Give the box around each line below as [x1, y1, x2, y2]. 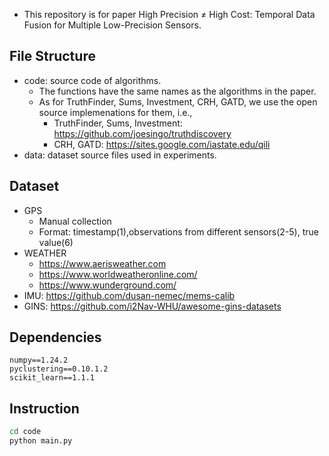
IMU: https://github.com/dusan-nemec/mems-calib [23, 289, 236, 301]
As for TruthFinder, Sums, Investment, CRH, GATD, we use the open [38, 95, 318, 108]
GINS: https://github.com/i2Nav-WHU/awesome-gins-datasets [23, 300, 282, 312]
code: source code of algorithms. [23, 74, 162, 86]
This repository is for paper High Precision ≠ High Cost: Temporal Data [23, 9, 316, 20]
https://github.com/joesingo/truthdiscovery [53, 127, 232, 139]
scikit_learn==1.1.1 [9, 373, 96, 383]
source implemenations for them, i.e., [38, 106, 193, 118]
